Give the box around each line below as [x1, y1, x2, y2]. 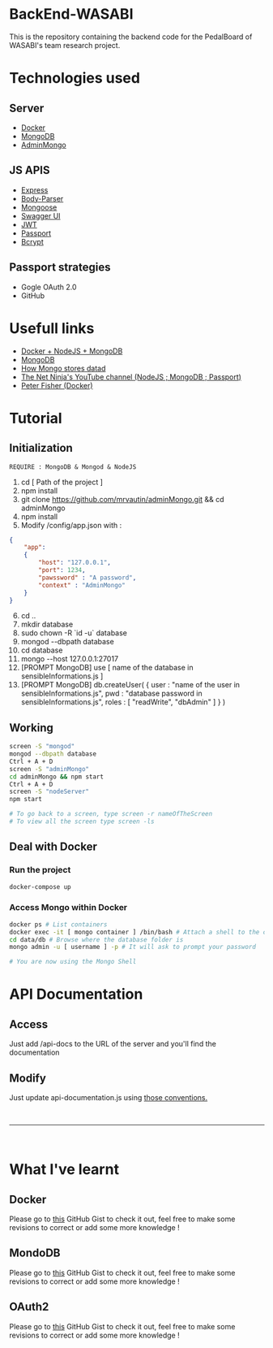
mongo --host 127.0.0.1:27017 [20, 654, 119, 664]
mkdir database [20, 619, 74, 630]
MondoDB [9, 1246, 61, 1260]
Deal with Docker [9, 840, 98, 854]
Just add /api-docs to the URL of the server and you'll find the [9, 1039, 217, 1049]
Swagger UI [20, 210, 61, 220]
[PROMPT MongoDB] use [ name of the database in [20, 663, 194, 673]
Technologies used [9, 69, 141, 88]
